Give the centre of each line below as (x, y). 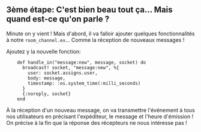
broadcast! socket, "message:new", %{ (70, 67)
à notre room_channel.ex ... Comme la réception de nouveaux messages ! (95, 40)
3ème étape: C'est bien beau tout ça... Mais (89, 10)
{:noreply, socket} (46, 94)
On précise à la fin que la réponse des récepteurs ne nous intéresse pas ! (97, 122)
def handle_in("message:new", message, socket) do (82, 62)
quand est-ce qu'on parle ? (58, 19)
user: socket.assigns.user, (63, 73)
